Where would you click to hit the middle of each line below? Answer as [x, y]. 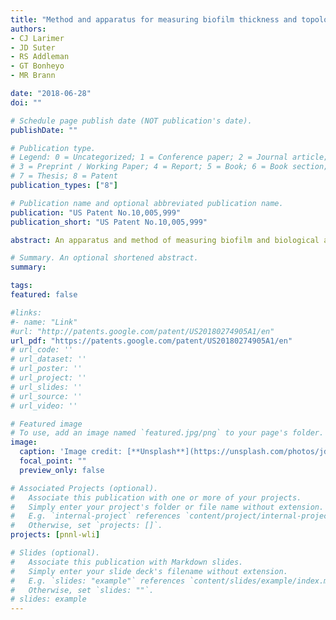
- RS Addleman [40, 57]
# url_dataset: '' [48, 359]
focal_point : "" [53, 461]
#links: [26, 312]
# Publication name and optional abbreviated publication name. [147, 203]
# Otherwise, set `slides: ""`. [82, 590]
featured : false [44, 295]
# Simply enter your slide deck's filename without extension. [149, 571]
